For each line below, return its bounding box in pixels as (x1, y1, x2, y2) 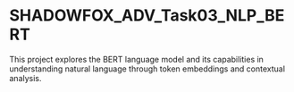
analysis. (9, 72, 42, 83)
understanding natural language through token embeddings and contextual (9, 63, 286, 74)
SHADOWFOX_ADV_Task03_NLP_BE (9, 5, 285, 26)
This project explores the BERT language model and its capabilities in (9, 54, 264, 64)
